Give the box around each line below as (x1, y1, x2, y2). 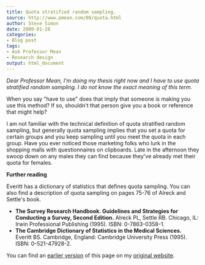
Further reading (6, 170, 47, 178)
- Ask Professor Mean (6, 49, 62, 55)
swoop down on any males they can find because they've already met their (6, 152, 196, 159)
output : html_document (6, 60, 64, 66)
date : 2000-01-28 (6, 26, 51, 32)
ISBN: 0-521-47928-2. (15, 239, 72, 247)
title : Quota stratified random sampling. (6, 9, 116, 15)
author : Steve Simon (6, 20, 59, 26)
